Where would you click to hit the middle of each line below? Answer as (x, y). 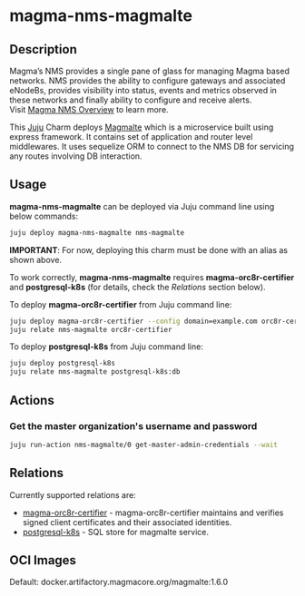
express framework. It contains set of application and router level (131, 137)
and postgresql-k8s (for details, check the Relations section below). (138, 287)
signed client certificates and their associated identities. (127, 522)
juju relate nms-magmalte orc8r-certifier (91, 329)
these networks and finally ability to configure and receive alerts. (131, 100)
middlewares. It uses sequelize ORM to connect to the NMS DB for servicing (152, 147)
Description (43, 49)
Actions (32, 400)
